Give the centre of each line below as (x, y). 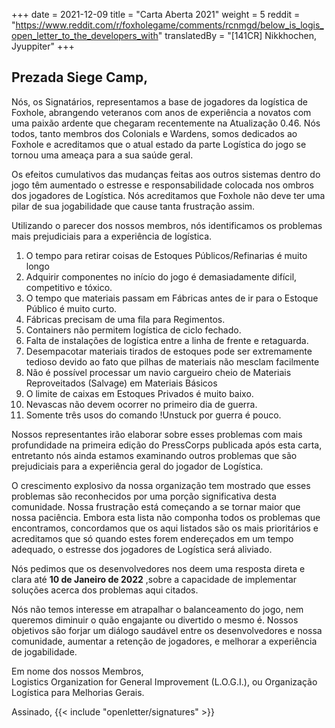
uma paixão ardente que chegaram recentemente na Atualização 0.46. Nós (166, 123)
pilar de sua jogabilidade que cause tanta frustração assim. (133, 206)
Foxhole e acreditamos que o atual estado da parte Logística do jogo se (159, 144)
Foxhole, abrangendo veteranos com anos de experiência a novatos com (161, 112)
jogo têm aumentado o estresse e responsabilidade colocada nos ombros (162, 185)
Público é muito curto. (71, 308)
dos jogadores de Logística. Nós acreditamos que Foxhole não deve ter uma (168, 195)
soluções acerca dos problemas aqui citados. (105, 590)
